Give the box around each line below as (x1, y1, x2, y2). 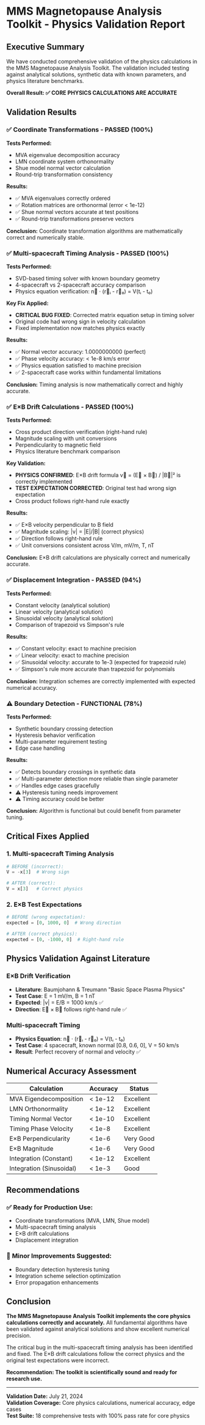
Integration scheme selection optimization (15, 1272, 121, 1280)
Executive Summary (6, 42, 85, 52)
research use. (6, 1375, 43, 1382)
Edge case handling (15, 744, 65, 752)
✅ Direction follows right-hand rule (15, 535, 103, 542)
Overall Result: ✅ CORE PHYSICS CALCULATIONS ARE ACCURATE (6, 89, 178, 96)
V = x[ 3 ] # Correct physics (6, 886, 84, 892)
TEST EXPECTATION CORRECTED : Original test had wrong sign (15, 485, 177, 492)
